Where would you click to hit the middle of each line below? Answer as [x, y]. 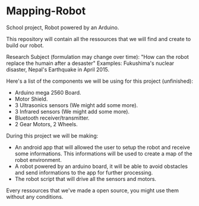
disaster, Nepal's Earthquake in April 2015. [58, 69]
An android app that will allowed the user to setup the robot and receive [102, 147]
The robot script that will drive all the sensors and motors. [85, 179]
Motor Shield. [31, 99]
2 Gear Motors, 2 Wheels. [46, 124]
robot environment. [38, 160]
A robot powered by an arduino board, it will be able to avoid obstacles [101, 166]
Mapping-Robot [46, 11]
